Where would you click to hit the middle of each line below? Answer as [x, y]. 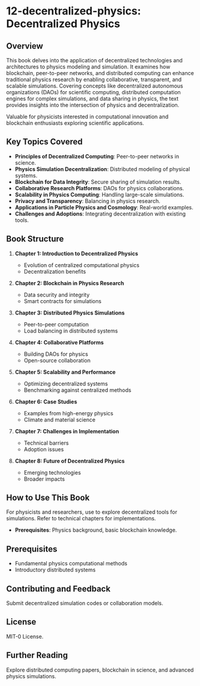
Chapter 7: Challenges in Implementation [67, 431]
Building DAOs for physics [56, 354]
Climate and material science [60, 420]
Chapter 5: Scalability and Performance [65, 372]
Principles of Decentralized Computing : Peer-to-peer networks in [97, 156]
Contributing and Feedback [58, 588]
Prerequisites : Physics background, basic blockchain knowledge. [96, 530]
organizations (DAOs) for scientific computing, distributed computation [93, 92]
